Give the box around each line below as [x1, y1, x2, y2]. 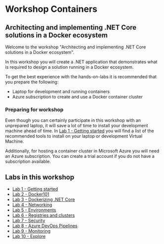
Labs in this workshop [5, 173, 75, 181]
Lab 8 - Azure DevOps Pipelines [12, 223, 78, 229]
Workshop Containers [5, 3, 98, 15]
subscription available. [5, 158, 51, 164]
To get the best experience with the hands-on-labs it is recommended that [5, 74, 157, 80]
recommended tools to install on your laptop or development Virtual [5, 133, 143, 139]
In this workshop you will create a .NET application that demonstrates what [5, 59, 158, 65]
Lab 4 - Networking [12, 202, 52, 208]
